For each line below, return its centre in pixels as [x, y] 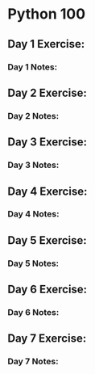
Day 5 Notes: [33, 263]
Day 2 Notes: [33, 116]
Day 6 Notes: [33, 313]
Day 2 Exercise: [47, 92]
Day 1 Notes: [33, 67]
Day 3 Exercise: [47, 142]
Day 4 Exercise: [47, 191]
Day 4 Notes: [33, 214]
